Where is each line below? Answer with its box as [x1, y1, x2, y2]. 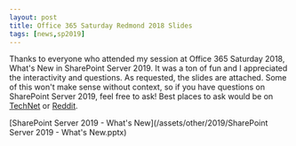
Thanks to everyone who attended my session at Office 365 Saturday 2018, [9, 54, 285, 65]
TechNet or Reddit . [9, 101, 78, 111]
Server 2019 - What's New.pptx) [9, 127, 127, 138]
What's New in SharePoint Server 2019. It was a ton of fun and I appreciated [9, 63, 288, 73]
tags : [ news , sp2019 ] [9, 29, 86, 38]
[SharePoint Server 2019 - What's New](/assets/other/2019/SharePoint [9, 118, 268, 128]
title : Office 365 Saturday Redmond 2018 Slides [9, 21, 193, 30]
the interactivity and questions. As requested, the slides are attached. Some [9, 73, 287, 83]
